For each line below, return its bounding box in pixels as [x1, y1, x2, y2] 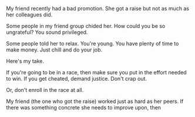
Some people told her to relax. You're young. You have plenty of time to [6, 40, 179, 47]
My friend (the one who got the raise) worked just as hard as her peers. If [6, 98, 184, 105]
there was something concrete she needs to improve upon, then [6, 104, 162, 111]
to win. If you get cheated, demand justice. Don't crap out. [6, 75, 147, 82]
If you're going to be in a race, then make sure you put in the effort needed [6, 69, 187, 75]
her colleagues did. [6, 11, 53, 18]
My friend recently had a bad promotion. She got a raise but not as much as [6, 5, 190, 12]
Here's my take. [6, 58, 45, 64]
